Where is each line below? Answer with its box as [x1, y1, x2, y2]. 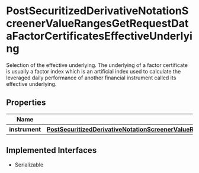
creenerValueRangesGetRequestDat [6, 17, 189, 30]
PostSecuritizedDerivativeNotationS [6, 4, 189, 18]
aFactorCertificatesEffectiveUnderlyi [6, 30, 192, 43]
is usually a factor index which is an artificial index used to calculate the [6, 68, 181, 75]
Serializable [14, 161, 44, 168]
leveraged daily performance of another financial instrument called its [6, 74, 176, 81]
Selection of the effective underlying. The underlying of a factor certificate [6, 61, 188, 69]
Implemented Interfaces [6, 145, 97, 155]
